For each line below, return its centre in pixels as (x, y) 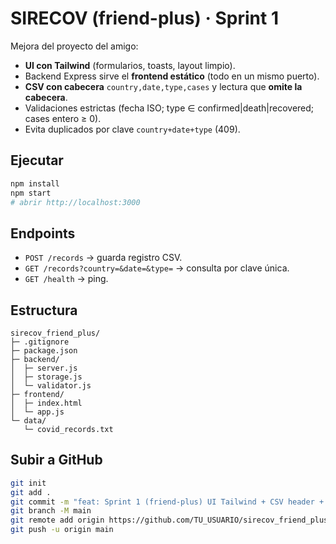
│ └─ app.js (37, 412)
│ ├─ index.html (46, 403)
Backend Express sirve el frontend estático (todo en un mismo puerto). (172, 76)
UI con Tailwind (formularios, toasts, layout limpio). (130, 65)
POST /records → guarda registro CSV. (103, 258)
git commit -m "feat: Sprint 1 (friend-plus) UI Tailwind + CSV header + (167, 502)
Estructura (44, 310)
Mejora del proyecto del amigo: (74, 46)
